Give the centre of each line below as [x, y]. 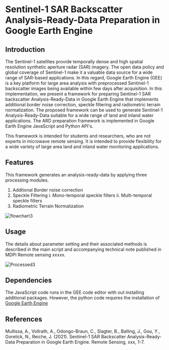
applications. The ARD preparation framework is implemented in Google [80, 121]
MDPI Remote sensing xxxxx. [36, 254]
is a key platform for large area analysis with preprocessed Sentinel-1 [77, 83]
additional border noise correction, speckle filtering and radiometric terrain [83, 104]
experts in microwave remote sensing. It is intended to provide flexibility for [83, 141]
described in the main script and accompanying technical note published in [83, 249]
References [24, 319]
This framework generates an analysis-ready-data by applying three [76, 174]
